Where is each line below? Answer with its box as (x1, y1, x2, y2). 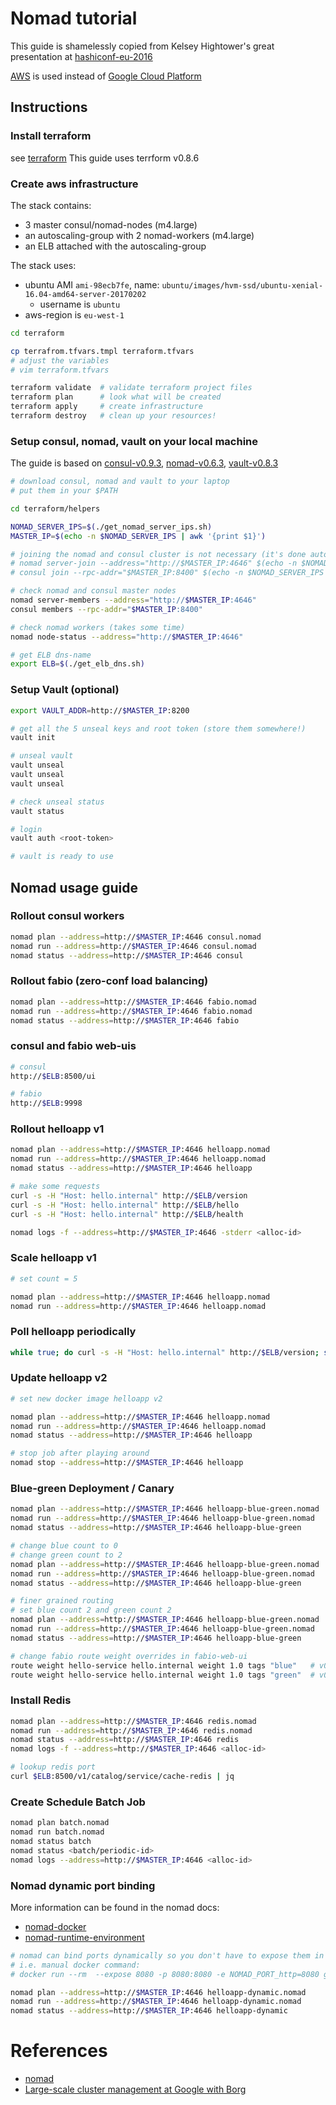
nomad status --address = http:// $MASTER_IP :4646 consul (10, 950, 244, 961)
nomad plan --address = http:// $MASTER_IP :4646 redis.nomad (10, 1716, 257, 1726)
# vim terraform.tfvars (10, 365, 110, 375)
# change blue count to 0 (10, 1541, 118, 1551)
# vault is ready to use (10, 852, 114, 862)
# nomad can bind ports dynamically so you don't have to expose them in (10, 1950, 325, 1961)
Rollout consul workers (10, 909, 125, 923)
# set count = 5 (10, 1273, 78, 1284)
